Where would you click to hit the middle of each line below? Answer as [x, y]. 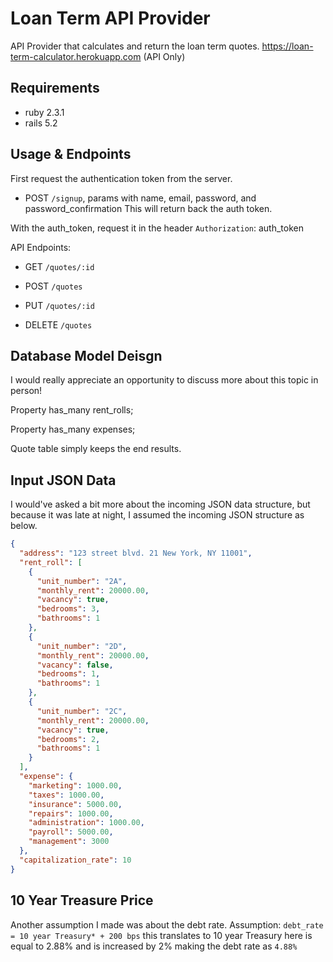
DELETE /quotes [58, 324]
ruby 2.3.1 [44, 112]
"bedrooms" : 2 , [68, 739]
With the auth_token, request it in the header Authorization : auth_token [157, 228]
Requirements [55, 88]
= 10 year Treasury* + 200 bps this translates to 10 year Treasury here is [161, 935]
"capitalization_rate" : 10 [75, 860]
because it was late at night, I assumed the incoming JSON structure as [157, 515]
